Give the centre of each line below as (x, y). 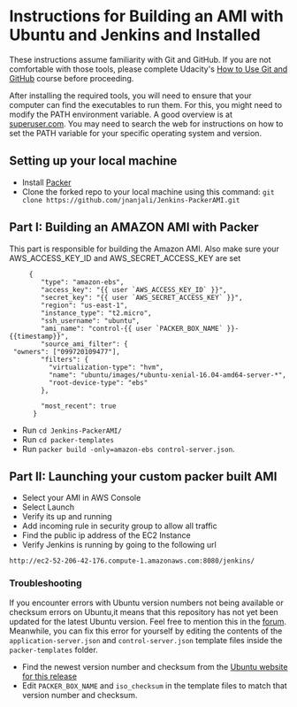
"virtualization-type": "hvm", (106, 367)
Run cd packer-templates (68, 439)
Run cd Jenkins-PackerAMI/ (72, 430)
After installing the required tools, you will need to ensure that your (130, 96)
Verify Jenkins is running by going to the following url (119, 545)
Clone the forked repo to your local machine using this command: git (148, 191)
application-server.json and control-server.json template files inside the (146, 640)
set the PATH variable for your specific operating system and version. (136, 133)
